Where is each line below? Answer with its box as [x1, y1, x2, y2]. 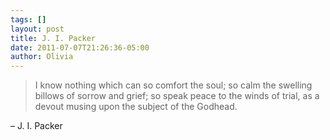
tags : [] [10, 14, 47, 25]
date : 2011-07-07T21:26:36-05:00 [10, 42, 150, 53]
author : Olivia [10, 52, 74, 62]
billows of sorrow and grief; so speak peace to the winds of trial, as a [34, 90, 320, 102]
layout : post [10, 24, 65, 34]
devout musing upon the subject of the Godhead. [34, 101, 238, 113]
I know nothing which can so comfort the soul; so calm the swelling [34, 79, 313, 91]
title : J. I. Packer [10, 33, 97, 43]
